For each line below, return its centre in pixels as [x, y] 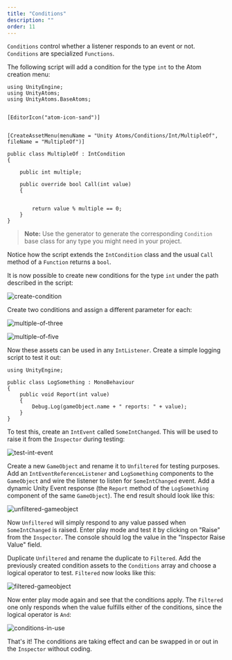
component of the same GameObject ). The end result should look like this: [111, 496]
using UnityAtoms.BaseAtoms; [49, 99]
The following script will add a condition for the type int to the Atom [105, 67]
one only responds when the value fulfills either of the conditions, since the [115, 607]
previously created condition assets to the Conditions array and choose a [112, 566]
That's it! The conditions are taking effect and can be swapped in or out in [113, 642]
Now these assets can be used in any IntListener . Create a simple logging [114, 350]
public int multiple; [51, 172]
